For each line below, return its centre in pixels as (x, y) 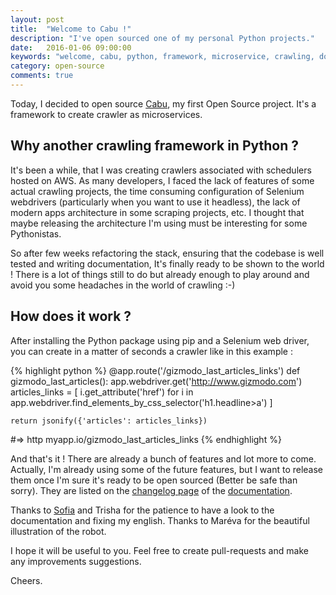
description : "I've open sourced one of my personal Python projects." (162, 38)
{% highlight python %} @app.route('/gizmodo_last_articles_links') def (155, 370)
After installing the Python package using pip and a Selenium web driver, (160, 340)
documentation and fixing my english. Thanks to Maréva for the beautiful (160, 520)
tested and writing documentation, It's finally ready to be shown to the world (167, 263)
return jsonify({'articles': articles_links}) (109, 421)
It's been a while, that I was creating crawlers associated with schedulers (161, 170)
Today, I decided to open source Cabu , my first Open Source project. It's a (163, 103)
